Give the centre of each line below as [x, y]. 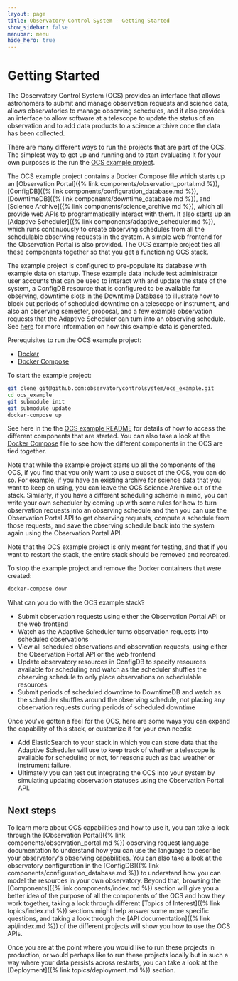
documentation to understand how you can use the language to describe [114, 851]
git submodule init [36, 401]
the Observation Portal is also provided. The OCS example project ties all [114, 245]
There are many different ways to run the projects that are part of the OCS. [117, 148]
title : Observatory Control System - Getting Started [89, 21]
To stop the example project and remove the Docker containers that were [114, 568]
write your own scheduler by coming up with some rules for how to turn [112, 503]
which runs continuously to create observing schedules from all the [106, 230]
